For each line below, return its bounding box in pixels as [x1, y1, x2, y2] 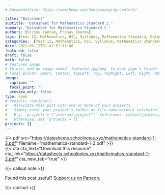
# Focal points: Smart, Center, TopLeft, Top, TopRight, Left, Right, [5, 71, 153, 76]
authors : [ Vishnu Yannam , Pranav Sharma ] [5, 30, 91, 35]
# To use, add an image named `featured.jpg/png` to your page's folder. [5, 66, 160, 71]
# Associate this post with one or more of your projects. [5, 103, 133, 108]
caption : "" [9, 80, 34, 85]
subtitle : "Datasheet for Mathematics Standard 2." [5, 21, 113, 26]
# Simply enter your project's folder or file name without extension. [5, 108, 160, 113]
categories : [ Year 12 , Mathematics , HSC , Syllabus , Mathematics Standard [5, 39, 162, 44]
